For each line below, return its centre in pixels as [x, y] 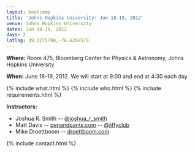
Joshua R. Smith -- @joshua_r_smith [61, 118]
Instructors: [22, 107]
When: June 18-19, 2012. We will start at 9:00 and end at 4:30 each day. [97, 76]
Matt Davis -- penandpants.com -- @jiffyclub [72, 125]
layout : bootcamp [29, 12]
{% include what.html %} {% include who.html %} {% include [84, 88]
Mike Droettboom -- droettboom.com [62, 131]
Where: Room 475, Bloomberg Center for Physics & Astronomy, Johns [95, 58]
